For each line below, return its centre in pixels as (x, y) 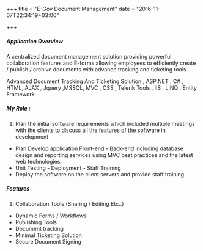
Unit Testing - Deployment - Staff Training (68, 168)
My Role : (18, 108)
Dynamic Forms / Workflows (51, 216)
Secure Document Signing (48, 241)
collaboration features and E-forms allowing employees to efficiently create (101, 63)
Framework (20, 94)
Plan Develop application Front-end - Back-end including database (99, 148)
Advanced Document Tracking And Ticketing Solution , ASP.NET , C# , (95, 81)
